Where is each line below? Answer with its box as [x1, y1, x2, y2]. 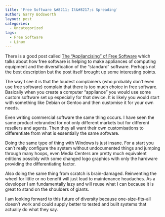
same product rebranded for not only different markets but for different [5, 119, 150, 125]
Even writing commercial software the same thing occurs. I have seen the [5, 114, 155, 120]
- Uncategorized [9, 26, 43, 31]
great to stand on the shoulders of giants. [5, 186, 89, 192]
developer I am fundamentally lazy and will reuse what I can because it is [5, 181, 154, 187]
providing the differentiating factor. [5, 161, 76, 166]
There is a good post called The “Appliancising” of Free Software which [5, 53, 151, 59]
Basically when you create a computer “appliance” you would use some [5, 89, 151, 95]
